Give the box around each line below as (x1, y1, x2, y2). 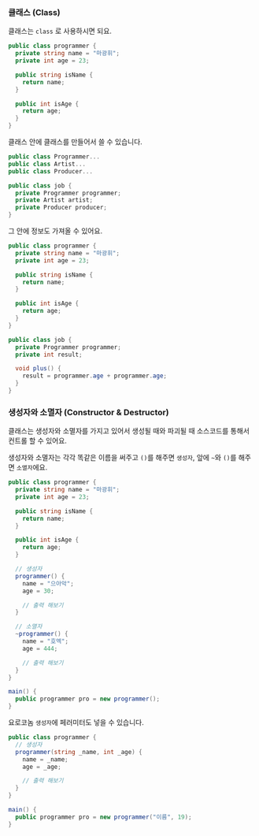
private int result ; (15, 351, 83, 359)
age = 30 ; (22, 587, 55, 595)
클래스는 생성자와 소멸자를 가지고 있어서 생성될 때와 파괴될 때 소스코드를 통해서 (8, 426, 250, 436)
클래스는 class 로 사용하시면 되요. (8, 26, 113, 36)
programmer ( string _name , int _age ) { (15, 748, 143, 756)
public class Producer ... (8, 167, 93, 175)
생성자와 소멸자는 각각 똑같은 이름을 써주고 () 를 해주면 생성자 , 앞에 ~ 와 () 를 (8, 453, 237, 463)
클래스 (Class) (8, 6, 61, 17)
